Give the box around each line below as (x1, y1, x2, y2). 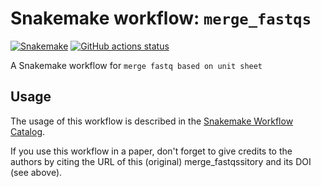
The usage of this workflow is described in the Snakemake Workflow (10, 115, 294, 127)
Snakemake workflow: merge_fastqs (10, 7, 312, 30)
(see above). (10, 166, 63, 178)
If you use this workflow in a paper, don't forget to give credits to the (10, 145, 293, 157)
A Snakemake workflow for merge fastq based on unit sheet (10, 59, 263, 71)
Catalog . (10, 125, 46, 137)
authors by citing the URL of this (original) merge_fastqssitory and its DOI (10, 155, 312, 167)
